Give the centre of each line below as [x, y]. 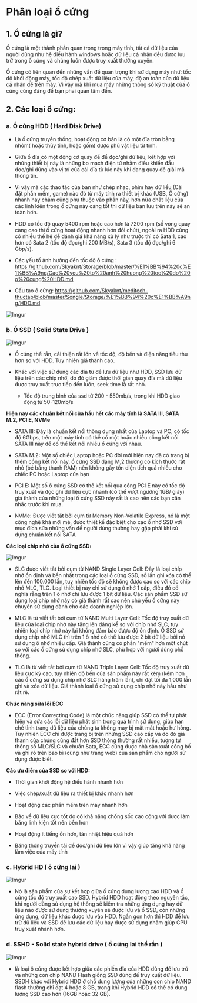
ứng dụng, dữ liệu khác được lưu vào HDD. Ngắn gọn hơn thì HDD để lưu [102, 916]
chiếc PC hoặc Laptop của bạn [52, 474]
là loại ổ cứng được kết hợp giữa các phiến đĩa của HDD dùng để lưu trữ [101, 969]
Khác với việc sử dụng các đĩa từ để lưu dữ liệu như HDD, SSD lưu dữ [98, 372]
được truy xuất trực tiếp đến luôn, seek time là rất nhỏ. [80, 384]
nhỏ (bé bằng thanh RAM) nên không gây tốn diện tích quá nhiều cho [98, 468]
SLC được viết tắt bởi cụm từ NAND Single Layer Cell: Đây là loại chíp [98, 569]
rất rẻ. [22, 692]
